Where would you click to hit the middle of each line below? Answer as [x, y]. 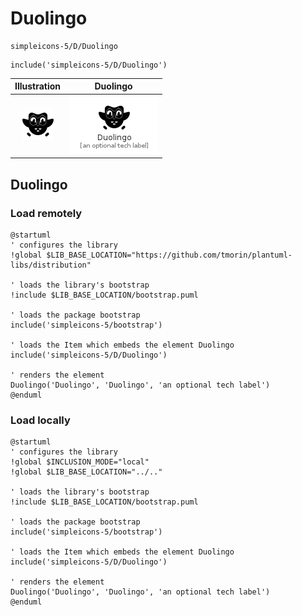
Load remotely [46, 213]
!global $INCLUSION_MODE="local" [80, 462]
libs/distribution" [51, 265]
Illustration [38, 86]
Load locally [40, 420]
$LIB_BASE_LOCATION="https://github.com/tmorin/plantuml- [169, 255]
